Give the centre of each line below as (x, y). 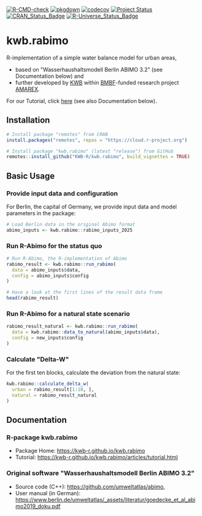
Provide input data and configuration (62, 193)
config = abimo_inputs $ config (50, 276)
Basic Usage (31, 176)
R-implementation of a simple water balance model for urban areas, (92, 58)
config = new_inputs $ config (48, 338)
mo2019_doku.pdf (38, 506)
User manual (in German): (48, 493)
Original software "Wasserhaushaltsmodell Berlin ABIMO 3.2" (100, 473)
